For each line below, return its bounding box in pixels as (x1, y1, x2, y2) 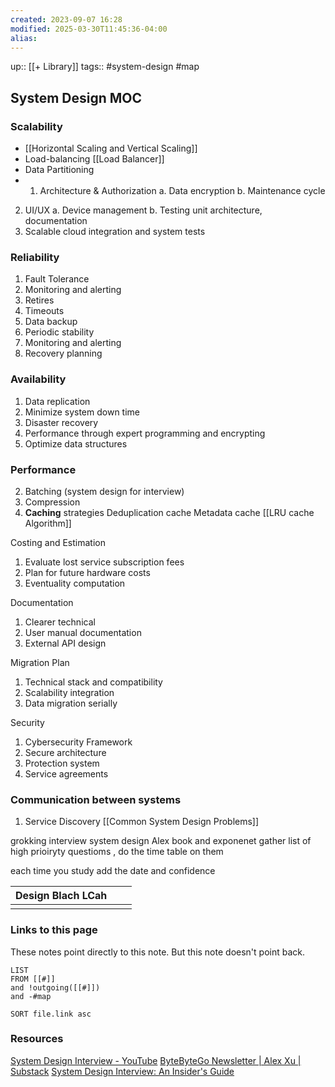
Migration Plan (10, 656, 70, 668)
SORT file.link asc (10, 1009, 92, 1019)
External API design (24, 637, 107, 649)
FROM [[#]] (10, 974, 56, 984)
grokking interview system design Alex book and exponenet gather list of (10, 835, 312, 847)
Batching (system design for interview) (24, 485, 185, 497)
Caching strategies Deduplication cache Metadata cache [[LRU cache (24, 506, 315, 518)
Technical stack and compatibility (24, 676, 163, 688)
